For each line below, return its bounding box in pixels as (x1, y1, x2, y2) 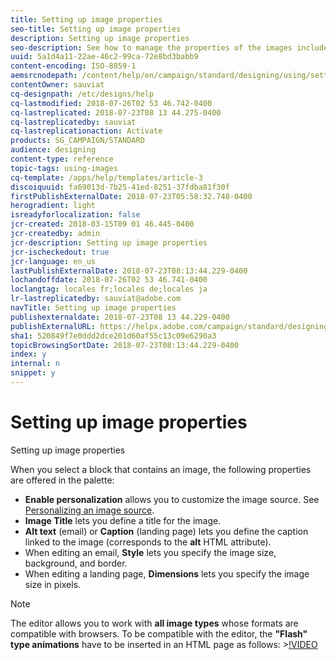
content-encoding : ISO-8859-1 (10, 61, 137, 71)
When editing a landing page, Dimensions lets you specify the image (24, 567, 310, 580)
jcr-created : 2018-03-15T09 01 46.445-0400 (10, 219, 195, 230)
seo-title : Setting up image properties (10, 24, 182, 34)
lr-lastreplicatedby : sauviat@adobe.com (10, 294, 182, 304)
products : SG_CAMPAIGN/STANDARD (10, 136, 145, 146)
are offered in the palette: (10, 474, 115, 486)
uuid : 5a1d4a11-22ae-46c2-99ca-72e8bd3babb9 (10, 52, 199, 62)
